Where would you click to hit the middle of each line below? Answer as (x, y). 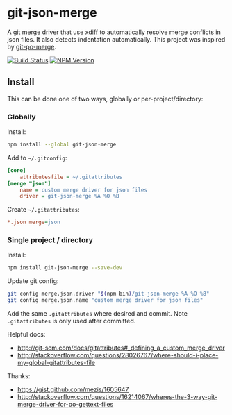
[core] (17, 170)
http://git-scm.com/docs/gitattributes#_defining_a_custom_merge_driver (121, 348)
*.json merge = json (34, 222)
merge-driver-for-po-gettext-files (65, 405)
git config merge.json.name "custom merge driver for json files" (105, 300)
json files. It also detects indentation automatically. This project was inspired (116, 39)
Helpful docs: (26, 334)
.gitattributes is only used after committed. (72, 321)
